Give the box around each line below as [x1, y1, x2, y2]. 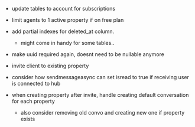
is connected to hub [11, 80, 61, 87]
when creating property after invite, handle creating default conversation [11, 92, 189, 98]
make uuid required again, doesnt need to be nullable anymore [11, 51, 164, 58]
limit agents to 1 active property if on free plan [11, 17, 124, 23]
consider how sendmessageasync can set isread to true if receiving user [11, 74, 189, 80]
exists [20, 115, 35, 122]
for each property [11, 97, 55, 105]
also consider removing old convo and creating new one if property [20, 109, 185, 116]
